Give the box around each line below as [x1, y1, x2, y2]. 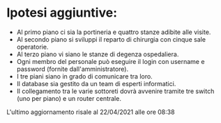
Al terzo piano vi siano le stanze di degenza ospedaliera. [16, 50, 179, 58]
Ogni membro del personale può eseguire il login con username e [16, 57, 205, 65]
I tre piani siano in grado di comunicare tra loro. [16, 72, 153, 81]
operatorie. [16, 42, 49, 51]
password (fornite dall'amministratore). [16, 65, 129, 73]
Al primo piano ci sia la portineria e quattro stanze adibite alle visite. [16, 28, 211, 36]
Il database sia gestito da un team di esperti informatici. [16, 79, 176, 88]
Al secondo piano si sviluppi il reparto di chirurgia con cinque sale [16, 35, 206, 43]
